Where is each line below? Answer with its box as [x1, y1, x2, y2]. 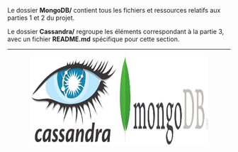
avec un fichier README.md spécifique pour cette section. [7, 35, 180, 43]
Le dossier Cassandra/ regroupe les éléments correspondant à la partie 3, [7, 28, 225, 36]
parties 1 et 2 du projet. [7, 13, 75, 22]
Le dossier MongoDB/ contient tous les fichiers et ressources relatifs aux [7, 6, 221, 14]
